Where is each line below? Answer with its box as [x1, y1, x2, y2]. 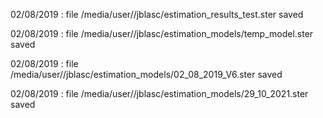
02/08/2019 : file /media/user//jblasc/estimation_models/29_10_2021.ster [10, 88, 309, 99]
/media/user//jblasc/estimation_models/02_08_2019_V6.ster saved [10, 69, 283, 80]
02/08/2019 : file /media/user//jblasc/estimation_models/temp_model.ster [10, 28, 314, 39]
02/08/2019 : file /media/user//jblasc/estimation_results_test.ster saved [10, 9, 304, 20]
